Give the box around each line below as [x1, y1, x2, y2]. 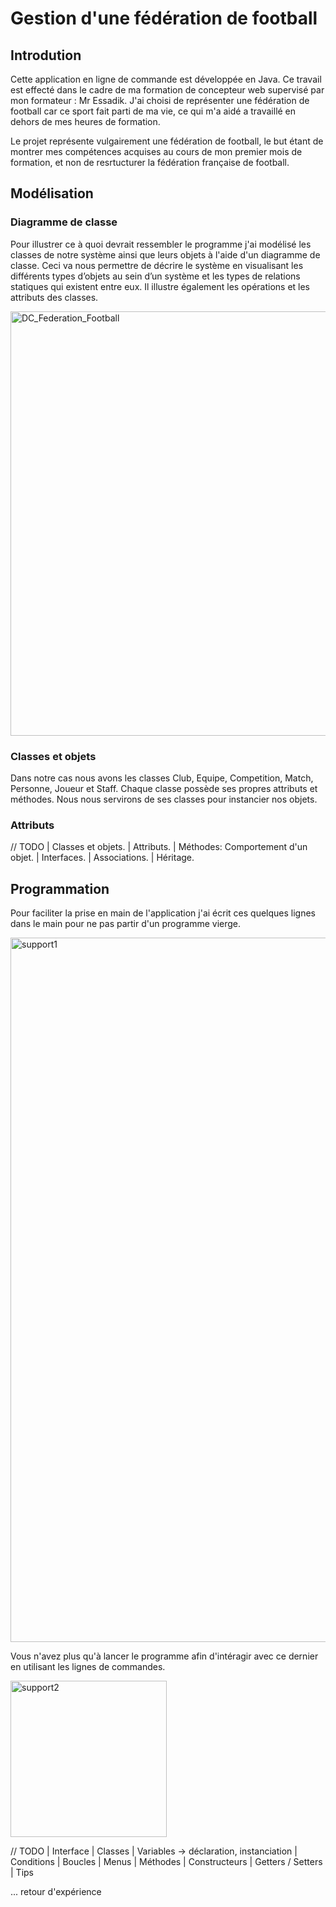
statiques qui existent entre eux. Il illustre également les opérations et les [10, 280, 311, 292]
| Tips [10, 1867, 34, 1879]
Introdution [10, 47, 82, 64]
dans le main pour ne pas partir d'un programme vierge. [10, 918, 242, 930]
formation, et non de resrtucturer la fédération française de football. [10, 157, 290, 168]
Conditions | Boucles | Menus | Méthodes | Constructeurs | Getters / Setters [10, 1856, 323, 1868]
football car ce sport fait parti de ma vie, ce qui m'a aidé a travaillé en [10, 105, 297, 117]
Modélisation [10, 185, 94, 202]
